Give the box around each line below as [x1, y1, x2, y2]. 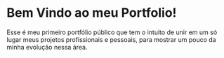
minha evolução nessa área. [6, 43, 88, 51]
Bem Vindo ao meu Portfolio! [6, 5, 177, 21]
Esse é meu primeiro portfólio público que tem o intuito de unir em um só [6, 28, 218, 36]
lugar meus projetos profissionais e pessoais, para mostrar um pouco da [6, 35, 216, 43]
